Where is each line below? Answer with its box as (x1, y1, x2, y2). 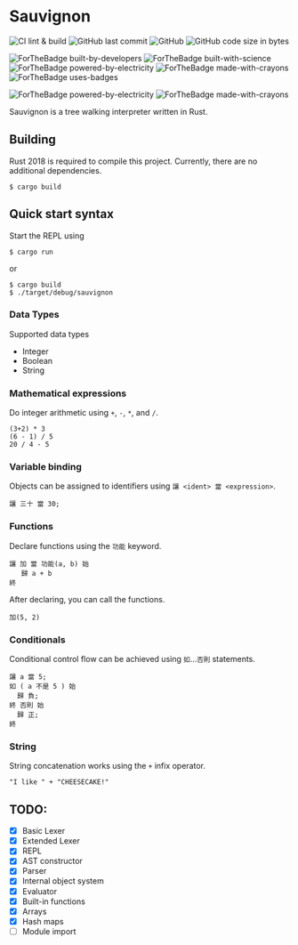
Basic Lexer (21, 826, 66, 836)
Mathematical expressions (9, 387, 127, 400)
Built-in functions (21, 896, 86, 907)
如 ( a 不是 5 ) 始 (9, 682, 77, 691)
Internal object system (21, 876, 104, 886)
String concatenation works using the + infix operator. (9, 761, 206, 771)
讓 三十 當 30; (9, 500, 60, 509)
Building (9, 132, 56, 148)
